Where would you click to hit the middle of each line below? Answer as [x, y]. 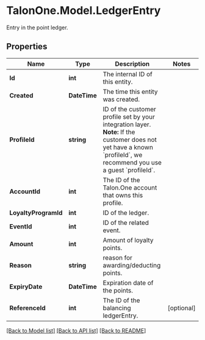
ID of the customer [130, 109]
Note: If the [119, 132]
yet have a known [128, 147]
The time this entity [130, 91]
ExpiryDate [26, 286]
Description [132, 63]
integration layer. [127, 124]
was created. [121, 99]
